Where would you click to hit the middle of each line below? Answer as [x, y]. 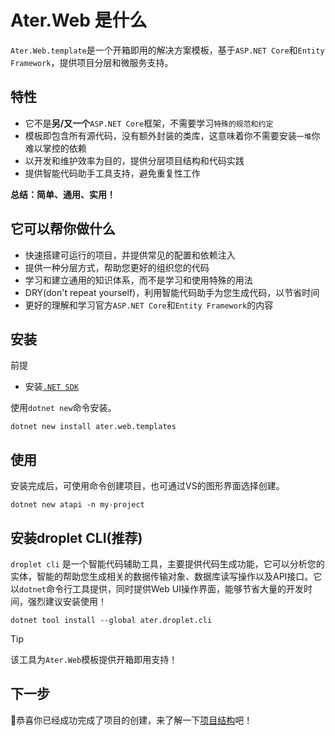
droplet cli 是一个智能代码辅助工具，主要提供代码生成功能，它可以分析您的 [167, 564]
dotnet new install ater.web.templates [93, 427]
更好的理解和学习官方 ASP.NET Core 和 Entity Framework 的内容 [149, 305]
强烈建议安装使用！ [67, 601]
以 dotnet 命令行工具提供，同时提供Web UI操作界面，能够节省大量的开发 [157, 589]
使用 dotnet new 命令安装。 [63, 408]
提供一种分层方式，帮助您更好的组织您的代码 [117, 267]
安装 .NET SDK [52, 387]
